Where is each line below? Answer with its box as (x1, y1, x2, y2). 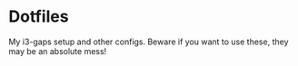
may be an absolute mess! (8, 45, 107, 56)
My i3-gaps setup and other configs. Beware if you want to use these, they (8, 36, 289, 47)
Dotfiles (8, 6, 69, 27)
